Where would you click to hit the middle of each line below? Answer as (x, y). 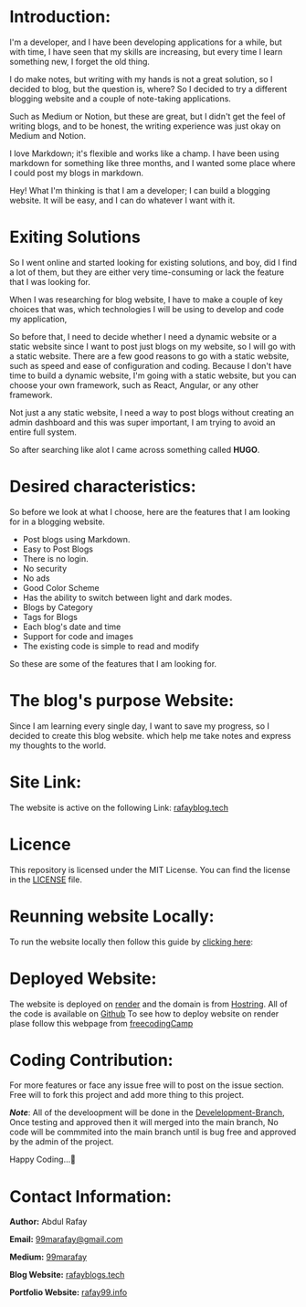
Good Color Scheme (61, 587)
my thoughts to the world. (58, 745)
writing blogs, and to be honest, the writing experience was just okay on (145, 126)
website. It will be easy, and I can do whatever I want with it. (122, 200)
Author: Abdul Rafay (48, 1222)
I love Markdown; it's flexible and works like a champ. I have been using (144, 153)
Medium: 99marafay (48, 1257)
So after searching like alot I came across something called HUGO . (135, 449)
